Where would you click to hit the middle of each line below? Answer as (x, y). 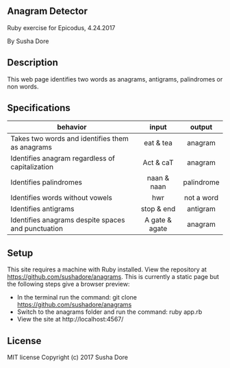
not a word (201, 198)
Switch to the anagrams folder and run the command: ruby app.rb (110, 312)
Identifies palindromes (46, 182)
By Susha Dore (28, 41)
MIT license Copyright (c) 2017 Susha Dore (68, 357)
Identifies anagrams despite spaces (68, 220)
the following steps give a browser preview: (68, 284)
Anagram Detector (47, 11)
